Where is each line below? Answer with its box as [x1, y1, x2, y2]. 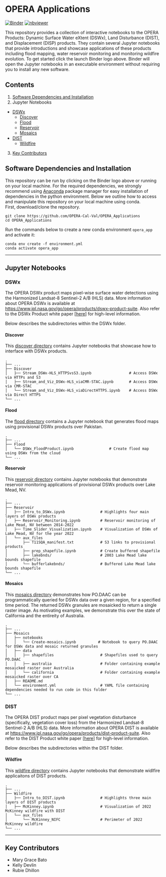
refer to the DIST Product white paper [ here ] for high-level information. [5, 735, 149, 742]
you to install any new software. [5, 66, 70, 72]
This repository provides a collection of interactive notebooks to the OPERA [5, 29, 159, 35]
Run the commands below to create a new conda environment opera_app [5, 227, 153, 233]
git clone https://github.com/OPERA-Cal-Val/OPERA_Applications [5, 213, 140, 219]
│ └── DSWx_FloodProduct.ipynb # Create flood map [5, 446, 149, 451]
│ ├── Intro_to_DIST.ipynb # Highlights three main [5, 795, 152, 800]
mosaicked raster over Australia [5, 666, 74, 671]
